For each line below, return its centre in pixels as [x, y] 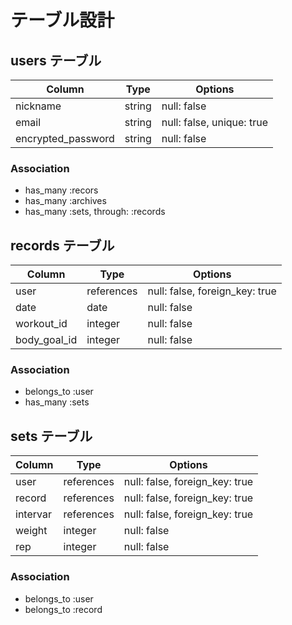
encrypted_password [65, 138]
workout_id [41, 324]
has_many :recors [61, 190]
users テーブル [56, 60]
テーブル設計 [62, 20]
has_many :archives [65, 201]
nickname [38, 106]
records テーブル [62, 245]
